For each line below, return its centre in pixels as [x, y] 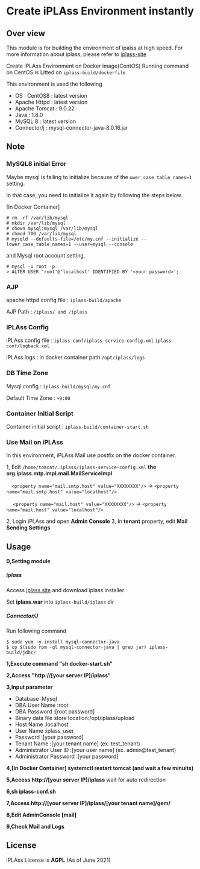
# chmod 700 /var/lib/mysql [42, 233]
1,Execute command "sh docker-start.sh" [60, 663]
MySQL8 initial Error [36, 164]
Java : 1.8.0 [29, 115]
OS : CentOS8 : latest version [51, 96]
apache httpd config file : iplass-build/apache [64, 300]
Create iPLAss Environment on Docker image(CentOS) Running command [98, 66]
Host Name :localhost [42, 724]
